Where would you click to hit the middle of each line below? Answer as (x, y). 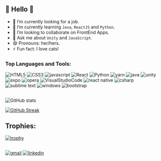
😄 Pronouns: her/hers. (36, 43)
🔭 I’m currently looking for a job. (46, 21)
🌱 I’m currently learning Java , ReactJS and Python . (64, 27)
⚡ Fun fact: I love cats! (36, 49)
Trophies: (21, 126)
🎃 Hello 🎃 (19, 9)
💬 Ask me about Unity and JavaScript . (52, 37)
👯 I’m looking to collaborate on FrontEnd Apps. (61, 32)
